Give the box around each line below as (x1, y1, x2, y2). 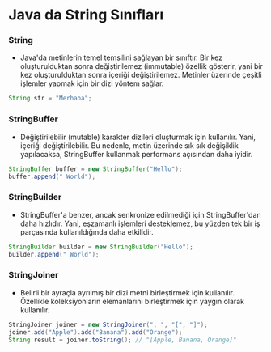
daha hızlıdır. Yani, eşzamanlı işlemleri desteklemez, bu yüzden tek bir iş (19, 218, 260, 228)
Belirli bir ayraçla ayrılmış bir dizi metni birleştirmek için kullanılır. (19, 287, 235, 297)
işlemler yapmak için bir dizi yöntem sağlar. (19, 78, 164, 88)
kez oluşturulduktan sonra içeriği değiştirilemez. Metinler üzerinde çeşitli (19, 70, 262, 80)
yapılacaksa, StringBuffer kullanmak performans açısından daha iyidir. (19, 149, 253, 159)
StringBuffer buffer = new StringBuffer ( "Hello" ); (8, 164, 183, 173)
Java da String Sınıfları (8, 6, 164, 24)
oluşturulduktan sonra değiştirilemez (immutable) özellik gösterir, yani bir (19, 61, 263, 71)
